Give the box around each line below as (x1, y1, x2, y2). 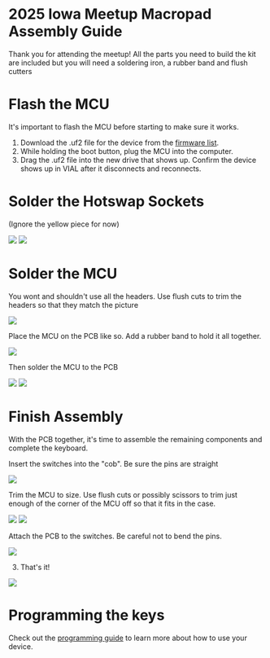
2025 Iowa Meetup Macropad (8, 5, 212, 24)
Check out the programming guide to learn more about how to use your (8, 633, 248, 643)
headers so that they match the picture (8, 300, 139, 309)
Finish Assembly (8, 407, 124, 426)
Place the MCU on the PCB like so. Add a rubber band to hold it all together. (8, 331, 262, 340)
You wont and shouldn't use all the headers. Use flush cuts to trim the (8, 291, 242, 301)
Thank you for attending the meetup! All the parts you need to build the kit (8, 49, 256, 59)
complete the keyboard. (8, 443, 89, 453)
